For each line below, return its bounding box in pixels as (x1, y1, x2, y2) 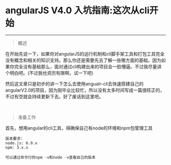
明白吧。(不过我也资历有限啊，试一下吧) (9, 70, 94, 76)
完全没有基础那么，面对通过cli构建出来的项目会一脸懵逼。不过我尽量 (14, 63, 157, 69)
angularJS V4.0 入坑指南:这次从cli (5, 5, 150, 16)
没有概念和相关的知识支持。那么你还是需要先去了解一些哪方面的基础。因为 (5, 57, 161, 63)
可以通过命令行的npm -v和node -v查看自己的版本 (5, 155, 96, 160)
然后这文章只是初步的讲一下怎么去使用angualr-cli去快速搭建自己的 (5, 80, 144, 87)
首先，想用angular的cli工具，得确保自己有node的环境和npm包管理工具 (5, 125, 153, 131)
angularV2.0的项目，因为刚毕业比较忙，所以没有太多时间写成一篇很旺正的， (5, 87, 165, 93)
